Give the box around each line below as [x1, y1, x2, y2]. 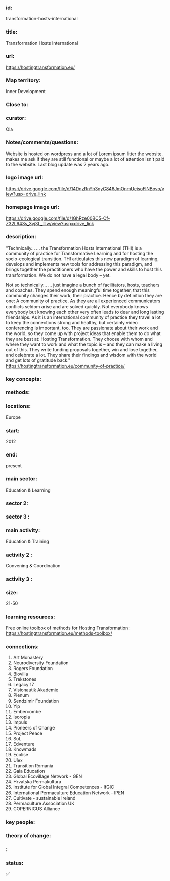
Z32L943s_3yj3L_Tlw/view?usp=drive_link [6, 221, 94, 227]
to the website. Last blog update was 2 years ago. [6, 161, 110, 167]
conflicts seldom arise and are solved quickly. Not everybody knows [6, 303, 148, 309]
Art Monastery [13, 654, 44, 660]
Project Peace [13, 730, 42, 736]
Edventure [13, 741, 35, 747]
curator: [6, 115, 26, 122]
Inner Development [6, 88, 46, 95]
